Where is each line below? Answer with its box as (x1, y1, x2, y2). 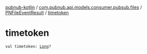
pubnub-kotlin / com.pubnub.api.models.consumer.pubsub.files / (5, 5, 142, 10)
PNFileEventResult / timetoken (5, 10, 69, 16)
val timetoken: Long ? (5, 44, 52, 49)
